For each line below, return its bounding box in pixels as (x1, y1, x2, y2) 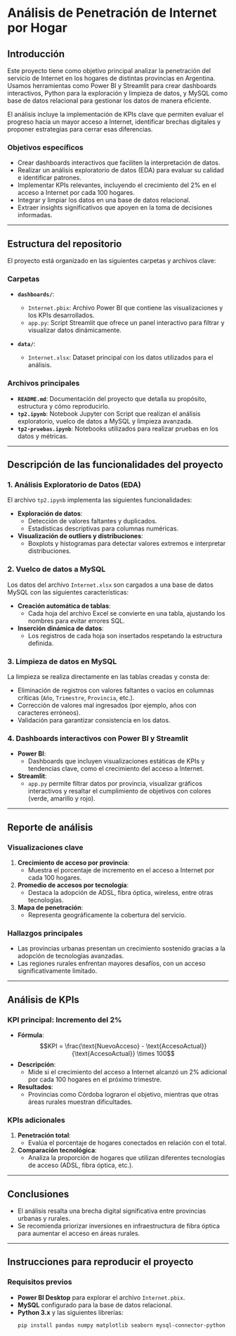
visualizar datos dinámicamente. (27, 326, 122, 335)
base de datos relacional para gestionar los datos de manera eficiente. (7, 96, 211, 105)
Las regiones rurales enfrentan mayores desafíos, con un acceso (17, 959, 206, 968)
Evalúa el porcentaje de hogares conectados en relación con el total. (27, 1138, 227, 1147)
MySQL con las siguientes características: (7, 587, 129, 596)
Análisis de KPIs (7, 993, 79, 1005)
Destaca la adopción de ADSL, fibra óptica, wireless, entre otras (27, 888, 214, 896)
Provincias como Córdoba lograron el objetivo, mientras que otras (27, 1090, 219, 1098)
